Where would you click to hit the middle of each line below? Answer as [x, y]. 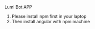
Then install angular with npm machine [51, 22]
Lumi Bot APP [18, 7]
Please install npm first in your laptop [49, 16]
